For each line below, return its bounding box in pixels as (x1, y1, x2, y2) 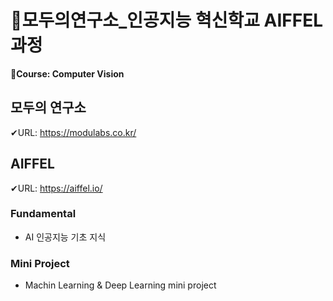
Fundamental (10, 207, 77, 221)
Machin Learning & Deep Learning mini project (24, 279, 217, 291)
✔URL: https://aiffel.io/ (10, 182, 103, 194)
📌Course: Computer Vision (10, 67, 125, 80)
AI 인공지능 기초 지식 (24, 231, 107, 243)
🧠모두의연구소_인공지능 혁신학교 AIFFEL (10, 9, 324, 32)
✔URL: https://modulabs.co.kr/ (10, 126, 137, 138)
